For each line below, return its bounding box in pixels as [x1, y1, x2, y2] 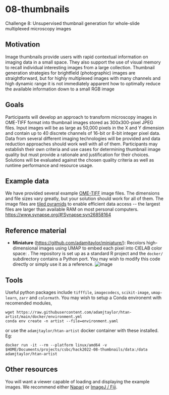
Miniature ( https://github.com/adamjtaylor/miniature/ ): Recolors [12, 240, 145, 246]
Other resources [5, 365, 58, 374]
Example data [5, 177, 49, 185]
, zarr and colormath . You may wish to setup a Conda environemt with [16, 294, 162, 301]
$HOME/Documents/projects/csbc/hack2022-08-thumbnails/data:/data [5, 347, 148, 352]
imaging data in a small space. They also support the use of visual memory [5, 59, 161, 65]
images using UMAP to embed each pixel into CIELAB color [39, 245, 162, 251]
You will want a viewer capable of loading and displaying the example [5, 378, 150, 384]
